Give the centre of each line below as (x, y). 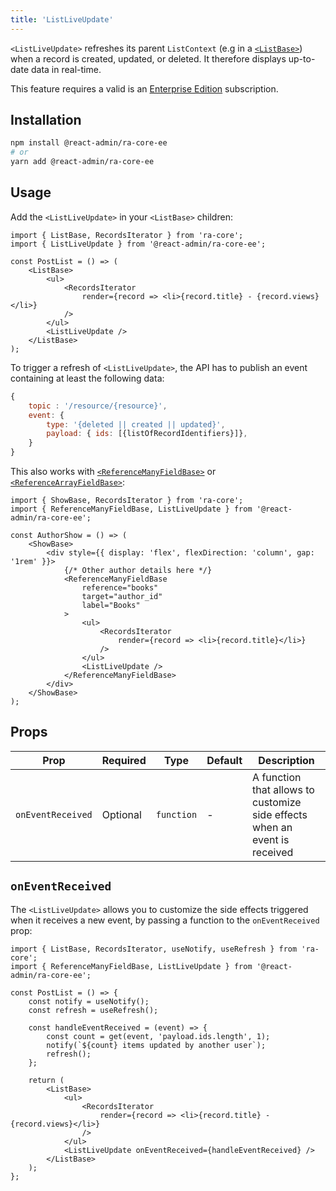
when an (272, 827)
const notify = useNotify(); (89, 1001)
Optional (121, 814)
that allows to (283, 789)
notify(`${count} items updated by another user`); (156, 1045)
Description (286, 760)
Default (224, 760)
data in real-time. (66, 69)
